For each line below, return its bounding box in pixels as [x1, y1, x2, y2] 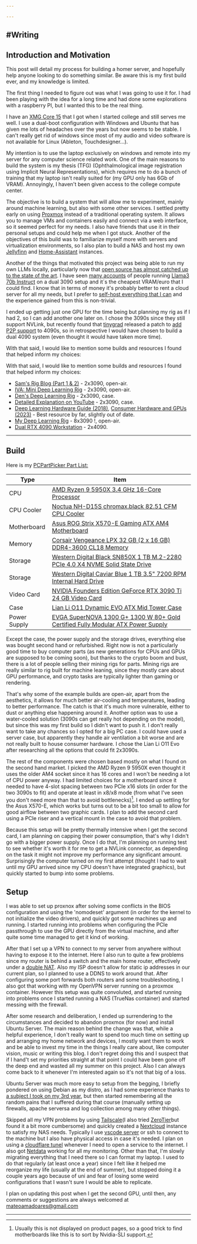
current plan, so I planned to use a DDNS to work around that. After [6, 970, 168, 977]
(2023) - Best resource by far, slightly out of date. [14, 411, 135, 418]
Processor [52, 492, 80, 501]
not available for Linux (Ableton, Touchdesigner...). [6, 138, 128, 145]
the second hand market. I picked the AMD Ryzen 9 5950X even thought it [6, 764, 186, 771]
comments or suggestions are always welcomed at [6, 1196, 129, 1204]
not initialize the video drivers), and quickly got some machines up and [6, 915, 177, 922]
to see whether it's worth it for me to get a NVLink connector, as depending [6, 845, 188, 852]
